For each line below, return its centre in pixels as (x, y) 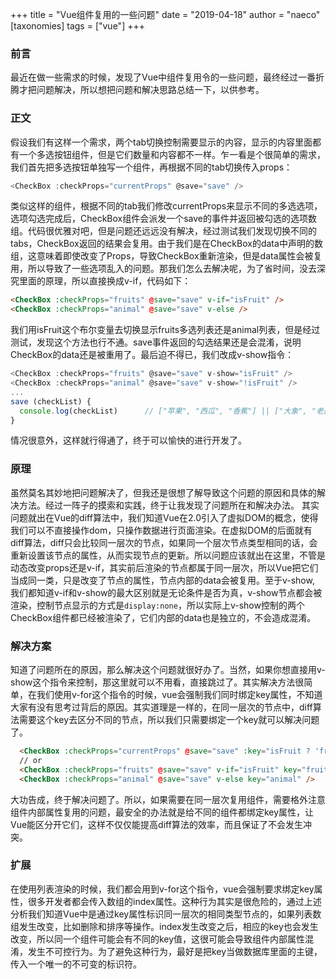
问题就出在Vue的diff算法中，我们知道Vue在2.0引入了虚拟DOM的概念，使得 (164, 517)
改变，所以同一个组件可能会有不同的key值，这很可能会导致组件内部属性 (158, 939)
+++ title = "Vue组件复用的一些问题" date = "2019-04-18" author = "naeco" (165, 14)
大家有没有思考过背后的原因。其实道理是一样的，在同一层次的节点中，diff (161, 707)
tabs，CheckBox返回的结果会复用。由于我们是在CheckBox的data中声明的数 (166, 244)
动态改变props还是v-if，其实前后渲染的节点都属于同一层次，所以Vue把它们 (164, 567)
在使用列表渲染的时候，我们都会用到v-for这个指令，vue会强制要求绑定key (162, 889)
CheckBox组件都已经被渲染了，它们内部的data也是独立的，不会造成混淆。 (163, 617)
